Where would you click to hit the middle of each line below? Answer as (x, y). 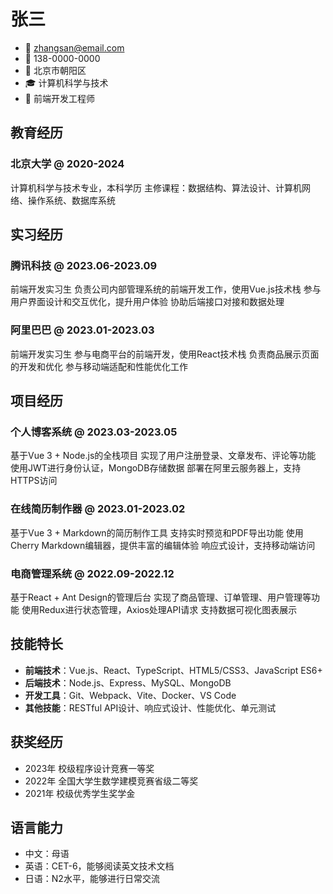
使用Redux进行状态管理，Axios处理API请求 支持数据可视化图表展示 (159, 609)
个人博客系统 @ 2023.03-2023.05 (94, 432)
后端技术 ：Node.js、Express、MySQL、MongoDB (128, 682)
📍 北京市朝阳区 (55, 70)
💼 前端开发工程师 (59, 98)
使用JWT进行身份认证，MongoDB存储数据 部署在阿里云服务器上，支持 (156, 468)
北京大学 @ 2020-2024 (67, 164)
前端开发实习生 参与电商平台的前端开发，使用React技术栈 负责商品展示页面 (165, 354)
